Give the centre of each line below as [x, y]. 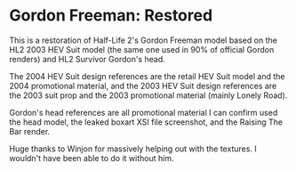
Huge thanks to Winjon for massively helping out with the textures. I [133, 149]
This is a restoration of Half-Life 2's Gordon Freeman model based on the [143, 40]
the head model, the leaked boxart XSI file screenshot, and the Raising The [146, 122]
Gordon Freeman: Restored [111, 16]
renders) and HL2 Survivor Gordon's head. [88, 59]
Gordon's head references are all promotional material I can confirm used [144, 112]
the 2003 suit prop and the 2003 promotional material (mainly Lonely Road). [148, 95]
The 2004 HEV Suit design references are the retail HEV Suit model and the [147, 76]
